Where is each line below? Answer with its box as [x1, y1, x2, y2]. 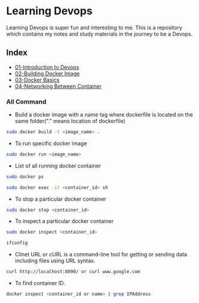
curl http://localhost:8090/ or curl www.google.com [6, 269, 140, 275]
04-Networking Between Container [14, 82, 102, 90]
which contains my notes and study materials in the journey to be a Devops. [6, 30, 193, 37]
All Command [6, 97, 47, 106]
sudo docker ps [6, 173, 44, 180]
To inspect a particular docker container [14, 218, 114, 225]
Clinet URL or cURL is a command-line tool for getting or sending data [14, 251, 187, 258]
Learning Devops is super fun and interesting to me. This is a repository [6, 24, 183, 31]
